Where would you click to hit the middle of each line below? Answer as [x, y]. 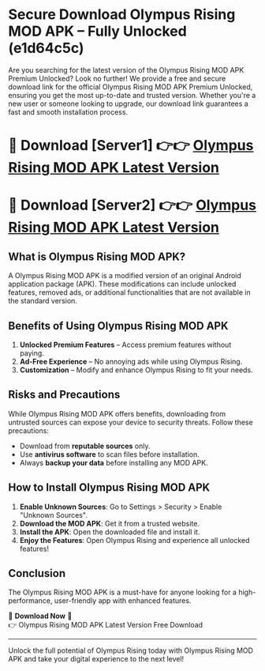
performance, [30, 601]
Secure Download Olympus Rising [122, 15]
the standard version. [43, 301]
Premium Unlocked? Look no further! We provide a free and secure [117, 78]
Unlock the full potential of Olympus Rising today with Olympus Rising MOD [131, 650]
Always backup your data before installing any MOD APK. [114, 462]
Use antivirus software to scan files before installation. [109, 454]
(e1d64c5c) [46, 48]
